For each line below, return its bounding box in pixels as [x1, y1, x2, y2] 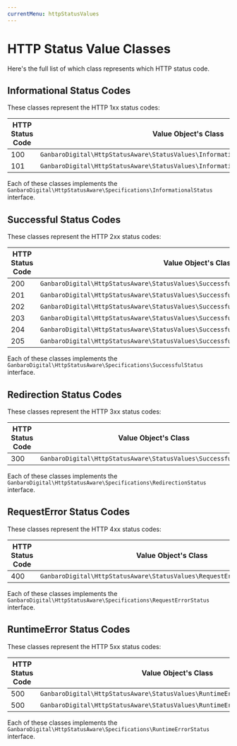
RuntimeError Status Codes [7, 624, 130, 636]
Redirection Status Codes [7, 388, 122, 400]
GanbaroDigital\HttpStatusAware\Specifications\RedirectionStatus [7, 479, 207, 486]
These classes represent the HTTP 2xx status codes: [7, 233, 162, 241]
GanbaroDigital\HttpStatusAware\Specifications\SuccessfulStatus [7, 362, 203, 369]
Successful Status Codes [7, 214, 121, 226]
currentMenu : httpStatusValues [7, 10, 99, 18]
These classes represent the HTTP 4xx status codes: [7, 525, 162, 533]
